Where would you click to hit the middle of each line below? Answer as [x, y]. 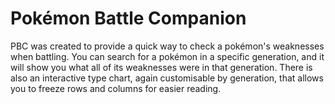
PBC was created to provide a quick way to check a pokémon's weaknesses [167, 46]
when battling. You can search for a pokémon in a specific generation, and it [167, 56]
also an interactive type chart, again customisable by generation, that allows [167, 78]
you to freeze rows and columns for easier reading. [116, 88]
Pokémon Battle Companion [128, 18]
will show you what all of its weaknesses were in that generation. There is [161, 67]
